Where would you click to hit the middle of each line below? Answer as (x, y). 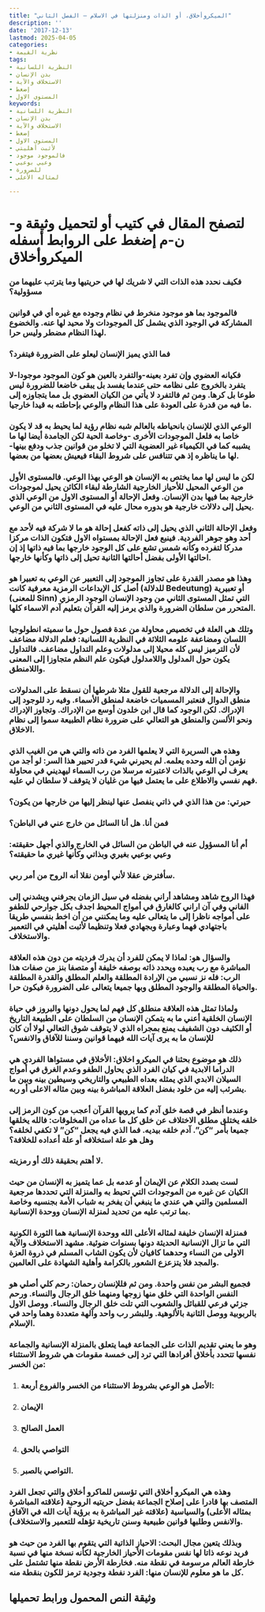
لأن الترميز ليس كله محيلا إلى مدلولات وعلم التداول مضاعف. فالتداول (125, 649)
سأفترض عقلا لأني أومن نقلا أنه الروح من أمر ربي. (92, 875)
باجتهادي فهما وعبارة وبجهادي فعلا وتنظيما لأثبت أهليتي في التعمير (118, 926)
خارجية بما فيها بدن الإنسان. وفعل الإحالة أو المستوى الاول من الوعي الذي (131, 497)
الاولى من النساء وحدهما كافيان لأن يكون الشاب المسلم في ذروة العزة (127, 1253)
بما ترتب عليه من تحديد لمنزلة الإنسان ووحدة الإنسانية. (100, 1212)
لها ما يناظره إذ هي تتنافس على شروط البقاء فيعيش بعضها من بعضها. (124, 456)
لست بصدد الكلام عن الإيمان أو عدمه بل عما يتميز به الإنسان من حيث (124, 1182)
